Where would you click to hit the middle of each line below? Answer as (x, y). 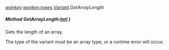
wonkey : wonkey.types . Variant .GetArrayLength (55, 7)
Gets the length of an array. (34, 32)
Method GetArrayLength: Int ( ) (38, 19)
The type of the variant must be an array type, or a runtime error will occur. (85, 42)
